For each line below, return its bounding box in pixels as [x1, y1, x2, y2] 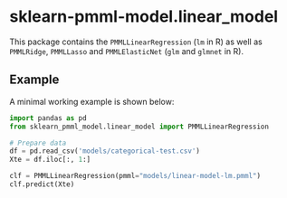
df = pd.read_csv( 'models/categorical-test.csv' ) [9, 146, 201, 156]
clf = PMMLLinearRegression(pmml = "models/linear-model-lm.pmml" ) [9, 172, 261, 181]
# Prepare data [9, 138, 67, 147]
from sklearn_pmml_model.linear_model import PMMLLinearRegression [9, 122, 270, 131]
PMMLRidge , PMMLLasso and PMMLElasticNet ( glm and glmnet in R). [9, 45, 244, 56]
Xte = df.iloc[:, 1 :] [9, 156, 91, 165]
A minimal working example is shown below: [9, 96, 175, 107]
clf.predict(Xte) [9, 180, 75, 189]
